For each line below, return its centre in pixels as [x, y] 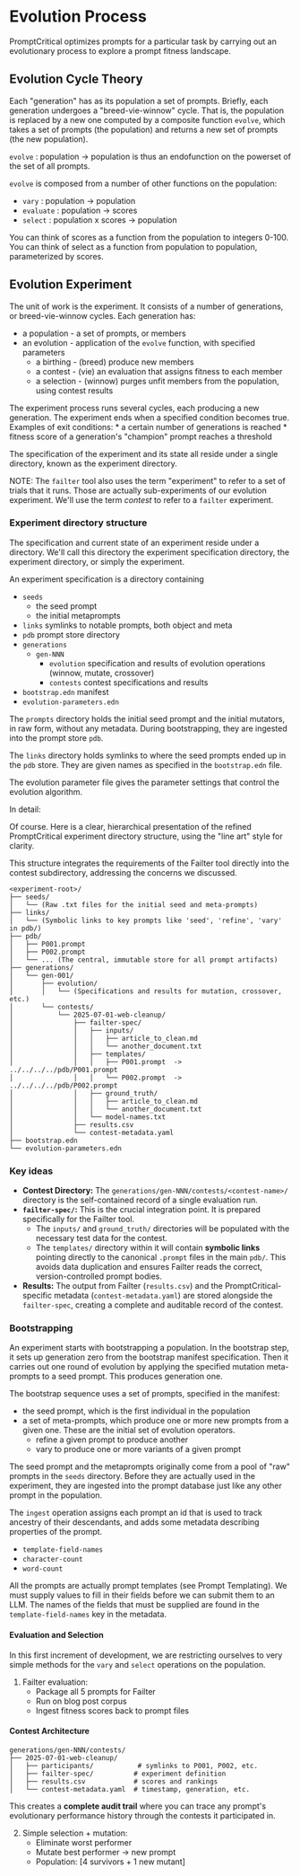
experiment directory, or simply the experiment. [97, 561]
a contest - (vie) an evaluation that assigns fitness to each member [159, 371]
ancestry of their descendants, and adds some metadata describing [134, 1522]
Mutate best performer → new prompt [106, 1852]
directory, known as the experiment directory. [93, 463]
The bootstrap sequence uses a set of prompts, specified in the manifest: [145, 1394]
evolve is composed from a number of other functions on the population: [143, 183]
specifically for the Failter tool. [78, 1220]
